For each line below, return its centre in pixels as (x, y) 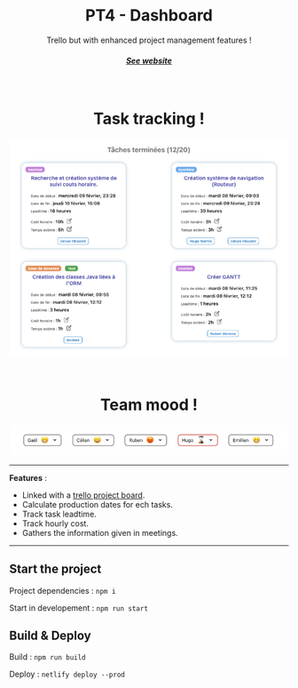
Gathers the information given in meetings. (100, 532)
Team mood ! (149, 405)
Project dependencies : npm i (63, 590)
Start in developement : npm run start (79, 608)
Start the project (55, 569)
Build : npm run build (47, 657)
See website (149, 60)
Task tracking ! (149, 119)
